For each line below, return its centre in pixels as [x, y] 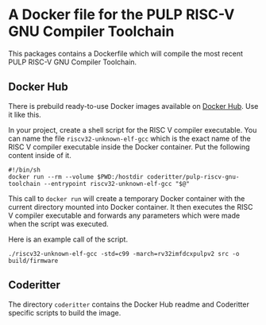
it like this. [25, 114]
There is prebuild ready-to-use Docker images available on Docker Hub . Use [133, 106]
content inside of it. [40, 155]
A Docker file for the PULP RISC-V [121, 15]
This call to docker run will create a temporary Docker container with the [127, 198]
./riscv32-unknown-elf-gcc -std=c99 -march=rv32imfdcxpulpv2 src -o [124, 253]
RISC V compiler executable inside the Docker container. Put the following [129, 147]
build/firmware [33, 261]
